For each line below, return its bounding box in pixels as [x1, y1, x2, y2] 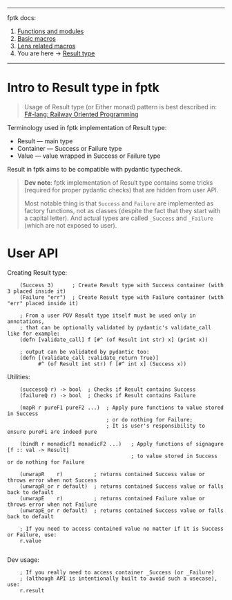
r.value [19, 537, 41, 544]
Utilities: [7, 372, 30, 381]
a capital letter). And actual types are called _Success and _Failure [23, 214, 214, 222]
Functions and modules [17, 27, 84, 35]
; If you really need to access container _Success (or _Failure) [19, 569, 215, 576]
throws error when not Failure [7, 501, 97, 508]
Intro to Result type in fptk [7, 80, 160, 96]
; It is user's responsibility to [106, 422, 206, 429]
